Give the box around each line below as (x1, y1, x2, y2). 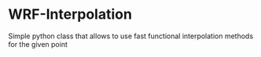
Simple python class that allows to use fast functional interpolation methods (8, 31, 254, 41)
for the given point (8, 39, 68, 48)
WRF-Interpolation (8, 5, 132, 23)
